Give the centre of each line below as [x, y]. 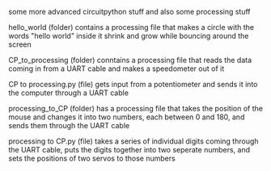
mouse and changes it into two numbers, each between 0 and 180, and [127, 117]
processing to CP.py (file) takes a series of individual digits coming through [133, 141]
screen [20, 44]
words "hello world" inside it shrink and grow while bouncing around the [129, 36]
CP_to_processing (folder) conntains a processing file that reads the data [130, 60]
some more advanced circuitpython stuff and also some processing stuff [129, 12]
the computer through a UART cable [69, 93]
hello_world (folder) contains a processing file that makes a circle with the [131, 27]
